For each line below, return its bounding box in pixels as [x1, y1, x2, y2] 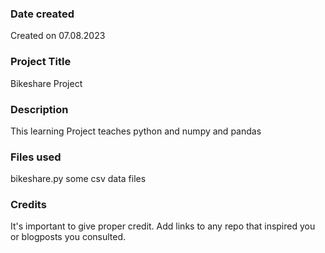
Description [10, 102, 69, 116]
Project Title [10, 55, 72, 69]
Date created [10, 7, 75, 21]
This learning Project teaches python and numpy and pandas [10, 125, 262, 137]
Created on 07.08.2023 [10, 30, 106, 42]
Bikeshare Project [10, 77, 83, 89]
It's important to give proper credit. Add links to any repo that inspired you [10, 220, 316, 232]
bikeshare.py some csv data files [10, 173, 147, 185]
